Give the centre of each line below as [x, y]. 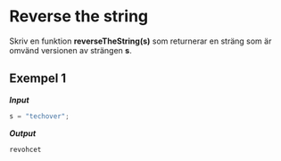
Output [23, 133]
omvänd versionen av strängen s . [70, 50]
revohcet [25, 149]
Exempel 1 [38, 79]
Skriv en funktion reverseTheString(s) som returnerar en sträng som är [140, 41]
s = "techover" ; [39, 116]
